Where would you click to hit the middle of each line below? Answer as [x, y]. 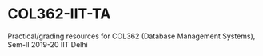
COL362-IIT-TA [59, 14]
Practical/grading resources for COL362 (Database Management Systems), [131, 36]
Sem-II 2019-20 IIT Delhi [48, 44]
